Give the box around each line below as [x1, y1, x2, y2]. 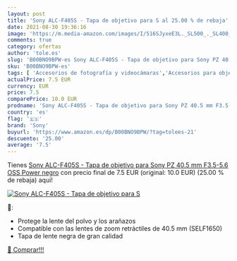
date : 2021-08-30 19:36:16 [7, 23, 87, 30]
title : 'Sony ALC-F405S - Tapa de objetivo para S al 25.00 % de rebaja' [7, 17, 229, 24]
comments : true [7, 37, 52, 44]
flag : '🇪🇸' [7, 115, 42, 122]
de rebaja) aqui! [7, 176, 53, 184]
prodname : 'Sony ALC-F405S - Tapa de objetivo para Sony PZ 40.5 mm [7, 102, 213, 109]
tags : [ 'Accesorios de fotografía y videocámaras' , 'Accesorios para [7, 69, 217, 76]
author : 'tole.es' [7, 50, 61, 57]
